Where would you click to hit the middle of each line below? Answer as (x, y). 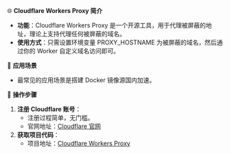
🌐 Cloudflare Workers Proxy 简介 (55, 11)
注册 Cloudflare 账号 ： (49, 109)
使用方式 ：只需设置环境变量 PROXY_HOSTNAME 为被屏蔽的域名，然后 (117, 42)
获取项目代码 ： (38, 135)
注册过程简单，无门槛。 (60, 118)
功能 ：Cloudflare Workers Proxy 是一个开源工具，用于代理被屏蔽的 (111, 25)
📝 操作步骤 (22, 94)
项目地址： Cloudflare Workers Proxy (79, 143)
